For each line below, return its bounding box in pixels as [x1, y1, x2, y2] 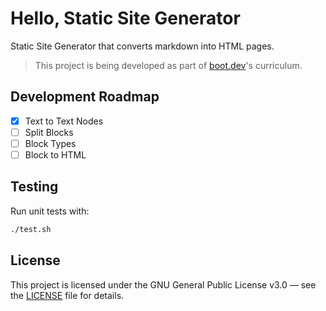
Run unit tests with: [10, 205, 90, 217]
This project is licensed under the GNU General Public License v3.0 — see [10, 278, 317, 291]
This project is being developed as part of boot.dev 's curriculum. [34, 59, 303, 71]
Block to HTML [24, 148, 87, 161]
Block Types [24, 137, 77, 149]
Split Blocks [24, 126, 74, 138]
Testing [10, 178, 59, 196]
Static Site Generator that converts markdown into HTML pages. [10, 40, 275, 52]
